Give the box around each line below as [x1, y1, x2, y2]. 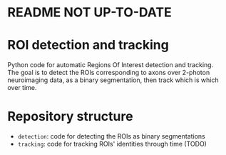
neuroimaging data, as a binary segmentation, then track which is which [7, 76, 219, 84]
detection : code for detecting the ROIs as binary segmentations [17, 132, 205, 141]
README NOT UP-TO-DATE [7, 4, 173, 21]
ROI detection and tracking [7, 37, 169, 54]
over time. [7, 84, 37, 92]
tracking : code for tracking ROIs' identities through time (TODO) [17, 140, 207, 149]
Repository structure [7, 109, 133, 125]
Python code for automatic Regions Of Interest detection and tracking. [7, 61, 214, 69]
